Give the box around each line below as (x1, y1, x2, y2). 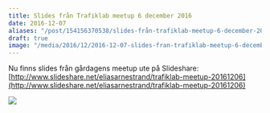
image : (8, 42, 31, 50)
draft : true (8, 34, 48, 42)
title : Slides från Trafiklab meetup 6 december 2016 (8, 11, 193, 20)
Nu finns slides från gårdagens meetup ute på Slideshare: (8, 63, 199, 73)
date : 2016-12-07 (8, 19, 67, 27)
